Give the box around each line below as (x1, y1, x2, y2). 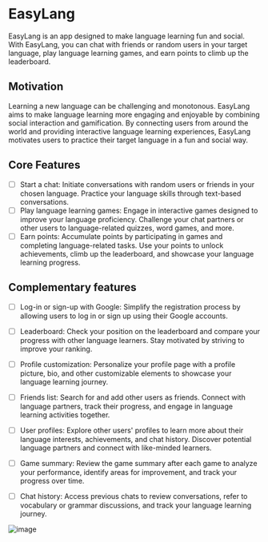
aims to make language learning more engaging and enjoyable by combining (8, 110, 260, 119)
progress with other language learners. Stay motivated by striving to (19, 335, 245, 345)
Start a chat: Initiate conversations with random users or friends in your (19, 179, 254, 189)
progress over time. (19, 476, 85, 485)
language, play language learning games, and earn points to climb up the (8, 48, 250, 58)
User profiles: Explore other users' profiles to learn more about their (19, 425, 244, 435)
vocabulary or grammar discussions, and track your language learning (19, 500, 252, 510)
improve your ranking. (19, 344, 93, 353)
